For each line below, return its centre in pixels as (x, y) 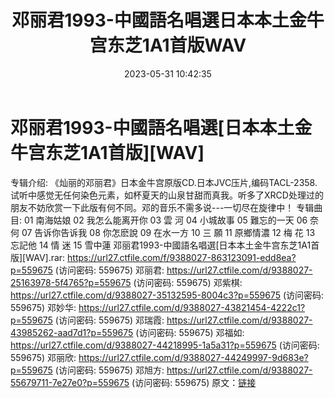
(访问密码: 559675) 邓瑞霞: (109, 320)
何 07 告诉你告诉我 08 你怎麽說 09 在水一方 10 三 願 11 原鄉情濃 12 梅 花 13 (163, 232)
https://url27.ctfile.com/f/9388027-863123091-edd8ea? (182, 257)
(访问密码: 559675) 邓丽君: (109, 270)
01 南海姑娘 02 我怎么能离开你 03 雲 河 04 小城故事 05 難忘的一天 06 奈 (171, 220)
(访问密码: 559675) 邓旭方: (109, 370)
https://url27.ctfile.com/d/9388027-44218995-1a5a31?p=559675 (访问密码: (165, 345)
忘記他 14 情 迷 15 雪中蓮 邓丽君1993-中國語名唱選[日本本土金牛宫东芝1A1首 (165, 245)
